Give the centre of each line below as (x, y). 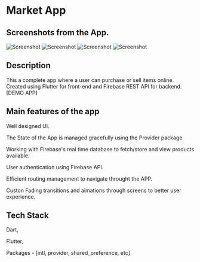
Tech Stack (27, 216)
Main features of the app (53, 112)
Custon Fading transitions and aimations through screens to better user (94, 190)
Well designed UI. (28, 126)
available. (18, 156)
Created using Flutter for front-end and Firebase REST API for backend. (94, 86)
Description (28, 65)
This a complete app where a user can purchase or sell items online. (90, 80)
